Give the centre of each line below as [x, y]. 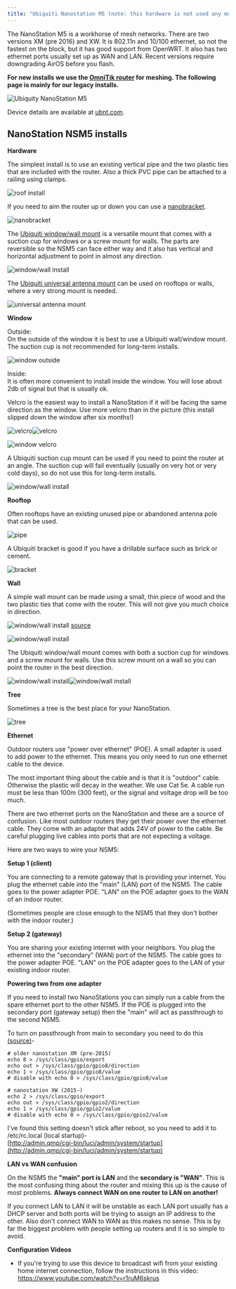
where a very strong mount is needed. [63, 291]
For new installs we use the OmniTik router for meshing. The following [112, 77]
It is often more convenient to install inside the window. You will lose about [115, 381]
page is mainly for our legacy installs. [63, 84]
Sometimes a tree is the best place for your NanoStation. [89, 708]
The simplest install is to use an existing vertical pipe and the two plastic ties [118, 164]
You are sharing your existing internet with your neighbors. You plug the [111, 948]
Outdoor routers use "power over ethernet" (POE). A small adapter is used [114, 750]
